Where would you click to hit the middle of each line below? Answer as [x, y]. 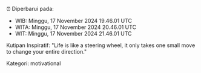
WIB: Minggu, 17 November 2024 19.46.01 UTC [73, 21]
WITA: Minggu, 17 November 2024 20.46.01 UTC [76, 27]
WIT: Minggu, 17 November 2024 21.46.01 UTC [73, 33]
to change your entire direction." [47, 52]
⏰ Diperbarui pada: [30, 9]
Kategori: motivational [34, 63]
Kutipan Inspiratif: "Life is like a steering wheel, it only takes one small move [101, 45]
